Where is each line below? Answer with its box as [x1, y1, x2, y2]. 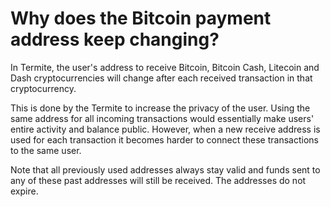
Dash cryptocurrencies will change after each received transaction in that [10, 72, 313, 84]
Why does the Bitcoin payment [10, 7, 272, 30]
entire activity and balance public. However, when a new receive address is [10, 123, 321, 135]
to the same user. [10, 144, 82, 156]
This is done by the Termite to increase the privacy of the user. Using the [10, 102, 311, 114]
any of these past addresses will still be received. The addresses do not [10, 174, 307, 186]
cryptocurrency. [10, 82, 77, 94]
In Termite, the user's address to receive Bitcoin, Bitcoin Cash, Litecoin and [10, 61, 320, 73]
